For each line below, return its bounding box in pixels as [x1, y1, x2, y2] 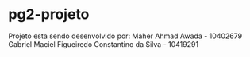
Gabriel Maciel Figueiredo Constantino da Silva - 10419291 [8, 39, 199, 48]
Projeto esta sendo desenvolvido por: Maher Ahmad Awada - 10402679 [8, 31, 243, 41]
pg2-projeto [8, 5, 90, 23]
